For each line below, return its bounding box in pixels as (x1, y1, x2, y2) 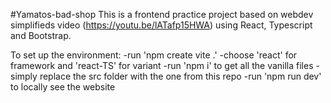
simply (10, 70, 38, 82)
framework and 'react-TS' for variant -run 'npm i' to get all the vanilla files (10, 60, 314, 71)
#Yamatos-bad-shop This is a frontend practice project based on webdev (10, 9, 314, 20)
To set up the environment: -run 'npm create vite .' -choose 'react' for (10, 49, 298, 61)
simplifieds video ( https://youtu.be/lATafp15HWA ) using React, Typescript (10, 19, 313, 31)
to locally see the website (10, 81, 116, 93)
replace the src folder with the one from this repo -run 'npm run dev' (39, 70, 322, 82)
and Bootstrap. (10, 30, 72, 41)
